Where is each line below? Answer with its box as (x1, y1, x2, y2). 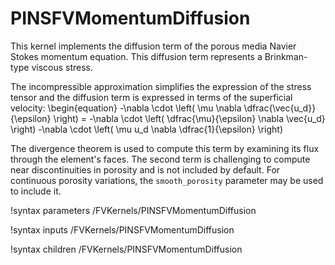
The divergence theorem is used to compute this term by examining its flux (10, 142, 320, 154)
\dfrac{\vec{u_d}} (243, 102, 317, 114)
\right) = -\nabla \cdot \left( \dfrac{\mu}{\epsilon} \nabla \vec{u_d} (53, 112, 326, 124)
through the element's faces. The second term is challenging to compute (10, 153, 311, 165)
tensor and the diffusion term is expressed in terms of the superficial (10, 91, 293, 103)
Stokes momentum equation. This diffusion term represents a (10, 50, 263, 62)
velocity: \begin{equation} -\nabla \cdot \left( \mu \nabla (10, 102, 242, 114)
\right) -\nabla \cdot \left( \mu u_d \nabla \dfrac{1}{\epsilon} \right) (10, 123, 284, 135)
